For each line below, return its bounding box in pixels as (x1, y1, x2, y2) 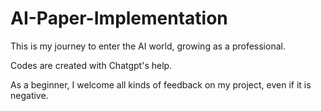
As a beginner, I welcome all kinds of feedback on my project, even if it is (10, 78, 312, 91)
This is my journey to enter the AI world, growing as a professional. (10, 40, 286, 52)
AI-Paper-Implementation (10, 7, 228, 30)
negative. (10, 89, 49, 101)
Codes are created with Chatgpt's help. (10, 59, 173, 71)
